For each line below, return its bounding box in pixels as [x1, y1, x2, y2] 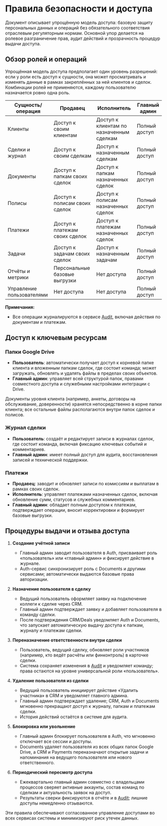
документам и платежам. [12, 319, 67, 325]
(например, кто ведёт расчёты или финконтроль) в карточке [19, 652, 149, 658]
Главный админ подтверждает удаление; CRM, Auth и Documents [19, 698, 160, 704]
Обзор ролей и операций [5, 55, 87, 64]
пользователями [7, 291, 48, 298]
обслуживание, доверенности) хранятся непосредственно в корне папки [5, 401, 162, 407]
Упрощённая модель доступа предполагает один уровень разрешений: [5, 68, 158, 74]
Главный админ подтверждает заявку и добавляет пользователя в [19, 606, 162, 612]
